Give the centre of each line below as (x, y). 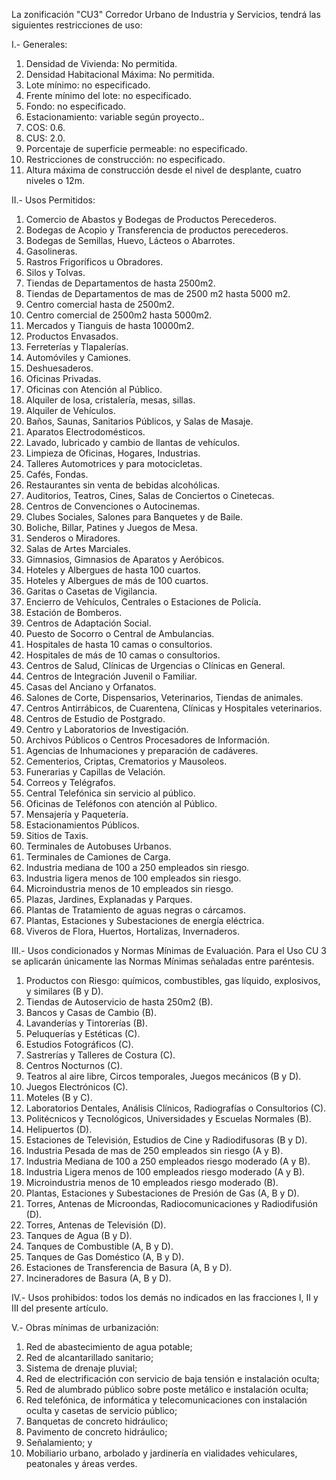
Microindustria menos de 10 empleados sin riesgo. (129, 888)
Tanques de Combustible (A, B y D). (99, 1246)
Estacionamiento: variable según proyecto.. (115, 117)
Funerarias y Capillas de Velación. (95, 772)
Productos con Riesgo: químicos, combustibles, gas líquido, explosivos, (173, 980)
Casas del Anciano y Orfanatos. (91, 687)
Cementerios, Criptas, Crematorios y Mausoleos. (126, 761)
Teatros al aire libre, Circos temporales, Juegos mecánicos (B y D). (163, 1076)
